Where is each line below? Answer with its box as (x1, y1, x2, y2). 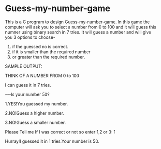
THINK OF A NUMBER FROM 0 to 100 (5, 73, 80, 78)
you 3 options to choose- (5, 34, 56, 40)
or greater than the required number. (12, 54, 86, 60)
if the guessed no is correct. (12, 44, 69, 49)
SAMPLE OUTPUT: (5, 63, 43, 69)
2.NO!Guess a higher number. (5, 110, 64, 116)
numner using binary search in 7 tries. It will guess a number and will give (5, 29, 151, 35)
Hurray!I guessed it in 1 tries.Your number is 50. (5, 138, 100, 144)
